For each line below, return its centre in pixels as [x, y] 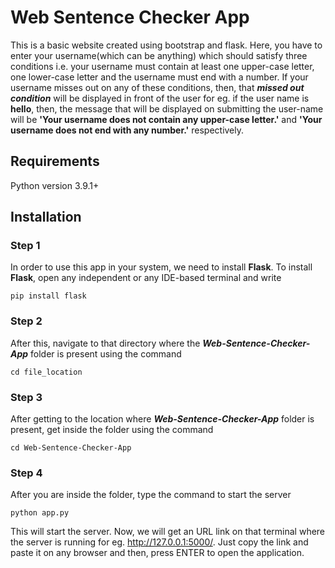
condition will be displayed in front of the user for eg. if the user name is [160, 98]
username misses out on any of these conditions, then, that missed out [157, 87]
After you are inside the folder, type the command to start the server [151, 495]
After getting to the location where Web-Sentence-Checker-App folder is [162, 419]
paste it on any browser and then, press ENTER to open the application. [157, 553]
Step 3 [26, 397]
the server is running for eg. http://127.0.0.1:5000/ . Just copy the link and [159, 542]
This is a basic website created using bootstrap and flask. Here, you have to [166, 45]
